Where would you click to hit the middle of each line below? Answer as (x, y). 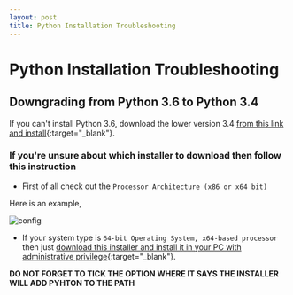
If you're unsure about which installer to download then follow (145, 156)
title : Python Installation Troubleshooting (93, 26)
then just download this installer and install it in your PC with (131, 247)
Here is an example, (46, 203)
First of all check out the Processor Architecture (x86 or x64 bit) (145, 186)
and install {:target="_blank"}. (62, 133)
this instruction (43, 167)
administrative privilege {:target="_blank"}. (99, 256)
